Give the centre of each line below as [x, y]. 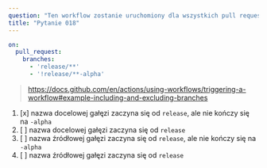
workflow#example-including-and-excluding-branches [118, 97]
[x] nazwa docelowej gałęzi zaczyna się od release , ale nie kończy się [135, 113]
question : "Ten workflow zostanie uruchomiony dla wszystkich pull [122, 15]
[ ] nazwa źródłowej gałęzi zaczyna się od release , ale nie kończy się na [138, 138]
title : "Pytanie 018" [44, 23]
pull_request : [39, 52]
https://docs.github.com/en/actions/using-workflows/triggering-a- [137, 89]
